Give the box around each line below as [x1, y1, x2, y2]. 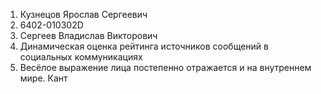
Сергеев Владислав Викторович [19, 30, 158, 41]
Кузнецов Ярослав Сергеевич [19, 9, 148, 20]
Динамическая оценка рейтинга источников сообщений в [19, 40, 269, 52]
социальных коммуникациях [19, 51, 143, 63]
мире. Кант [19, 72, 68, 84]
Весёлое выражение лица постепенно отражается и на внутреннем [19, 62, 312, 73]
